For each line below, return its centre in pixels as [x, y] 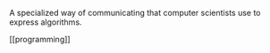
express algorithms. [46, 22]
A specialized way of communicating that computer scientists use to [135, 13]
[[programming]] [40, 39]
